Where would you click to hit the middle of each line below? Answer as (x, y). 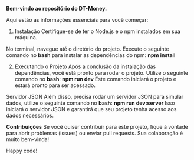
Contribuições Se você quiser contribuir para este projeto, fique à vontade (97, 127)
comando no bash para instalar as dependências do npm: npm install (91, 55)
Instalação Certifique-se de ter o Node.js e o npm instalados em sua (98, 31)
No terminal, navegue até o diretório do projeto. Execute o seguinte (88, 49)
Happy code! (22, 151)
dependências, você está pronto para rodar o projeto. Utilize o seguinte (101, 73)
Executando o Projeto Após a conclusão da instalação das (85, 66)
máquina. (26, 37)
